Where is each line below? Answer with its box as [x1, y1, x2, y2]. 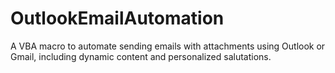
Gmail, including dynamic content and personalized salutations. [10, 50, 272, 62]
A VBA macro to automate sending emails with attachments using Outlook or [10, 40, 326, 52]
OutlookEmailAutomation [10, 7, 225, 30]
